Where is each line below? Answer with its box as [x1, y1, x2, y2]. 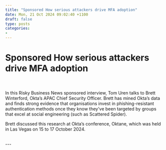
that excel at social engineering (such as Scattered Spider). [5, 111, 127, 117]
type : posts [5, 21, 30, 26]
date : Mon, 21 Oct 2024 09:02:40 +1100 [5, 12, 88, 17]
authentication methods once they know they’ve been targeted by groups [5, 105, 156, 111]
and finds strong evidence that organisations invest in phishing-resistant [5, 100, 154, 106]
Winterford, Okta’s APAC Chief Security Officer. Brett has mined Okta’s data [5, 95, 160, 101]
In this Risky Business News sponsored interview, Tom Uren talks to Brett [5, 89, 156, 95]
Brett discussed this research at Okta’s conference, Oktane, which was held [5, 120, 161, 126]
